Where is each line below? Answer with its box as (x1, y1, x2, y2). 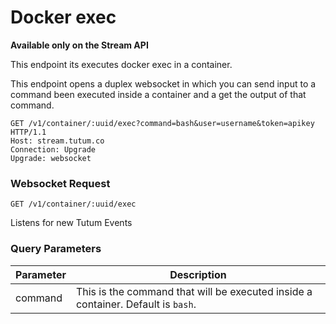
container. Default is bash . (75, 297, 197, 311)
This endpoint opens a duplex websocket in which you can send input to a (10, 77, 317, 90)
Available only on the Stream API (10, 39, 149, 51)
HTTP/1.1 (10, 127, 47, 137)
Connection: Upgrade (10, 144, 97, 155)
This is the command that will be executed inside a (75, 284, 313, 298)
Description (169, 267, 227, 281)
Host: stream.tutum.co (10, 136, 105, 146)
